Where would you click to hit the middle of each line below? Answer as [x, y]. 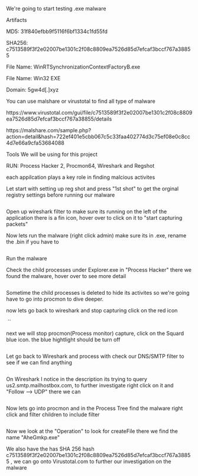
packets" [17, 224]
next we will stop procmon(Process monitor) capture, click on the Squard [95, 333]
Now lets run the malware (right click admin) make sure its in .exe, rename [96, 235]
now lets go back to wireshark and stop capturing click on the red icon [92, 310]
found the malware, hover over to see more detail [66, 276]
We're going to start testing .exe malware [56, 9]
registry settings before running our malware [61, 195]
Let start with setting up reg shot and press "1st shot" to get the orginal [92, 189]
